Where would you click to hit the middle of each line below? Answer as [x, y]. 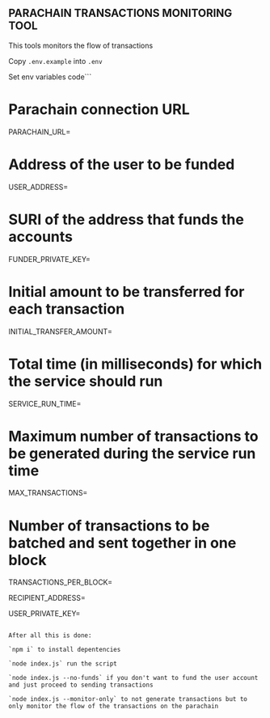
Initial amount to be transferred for [127, 291]
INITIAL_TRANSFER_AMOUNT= [61, 332]
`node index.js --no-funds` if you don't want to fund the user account [133, 678]
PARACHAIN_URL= [40, 132]
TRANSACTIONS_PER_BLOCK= [61, 582]
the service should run [86, 381]
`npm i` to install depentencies [65, 650]
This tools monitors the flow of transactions [81, 45]
